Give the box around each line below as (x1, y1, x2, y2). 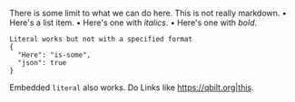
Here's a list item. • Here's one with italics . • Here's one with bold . (9, 17, 258, 28)
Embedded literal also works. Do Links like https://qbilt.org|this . (9, 82, 254, 93)
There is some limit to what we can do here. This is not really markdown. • (9, 8, 288, 18)
